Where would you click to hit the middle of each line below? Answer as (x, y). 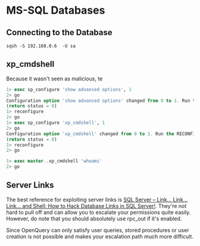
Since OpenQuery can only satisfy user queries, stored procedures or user (98, 230)
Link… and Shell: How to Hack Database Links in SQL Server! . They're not (96, 205)
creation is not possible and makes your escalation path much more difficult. (100, 236)
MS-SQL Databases (56, 10)
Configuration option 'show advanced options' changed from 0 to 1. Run (98, 101)
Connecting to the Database (60, 32)
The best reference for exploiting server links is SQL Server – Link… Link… (97, 200)
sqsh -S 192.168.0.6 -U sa (41, 46)
